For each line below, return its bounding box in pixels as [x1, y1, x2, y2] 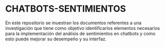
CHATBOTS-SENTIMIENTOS [5, 3, 127, 15]
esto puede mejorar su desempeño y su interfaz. [5, 36, 107, 42]
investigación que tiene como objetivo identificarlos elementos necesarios [5, 25, 160, 31]
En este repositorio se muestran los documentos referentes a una [5, 20, 142, 26]
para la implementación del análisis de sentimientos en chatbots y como [5, 30, 156, 36]
